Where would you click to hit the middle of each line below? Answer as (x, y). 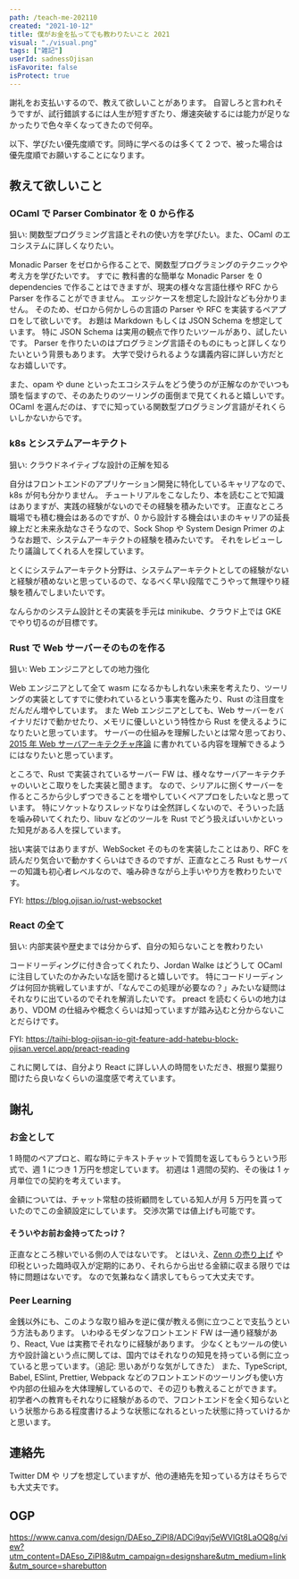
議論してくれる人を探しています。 (87, 550)
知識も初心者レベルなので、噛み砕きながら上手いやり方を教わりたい (149, 871)
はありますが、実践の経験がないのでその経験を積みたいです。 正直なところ (146, 505)
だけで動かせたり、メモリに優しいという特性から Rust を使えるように (160, 722)
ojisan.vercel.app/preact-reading (70, 1048)
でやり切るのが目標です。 (56, 622)
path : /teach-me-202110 (54, 17)
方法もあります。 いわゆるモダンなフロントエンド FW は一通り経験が (143, 1332)
